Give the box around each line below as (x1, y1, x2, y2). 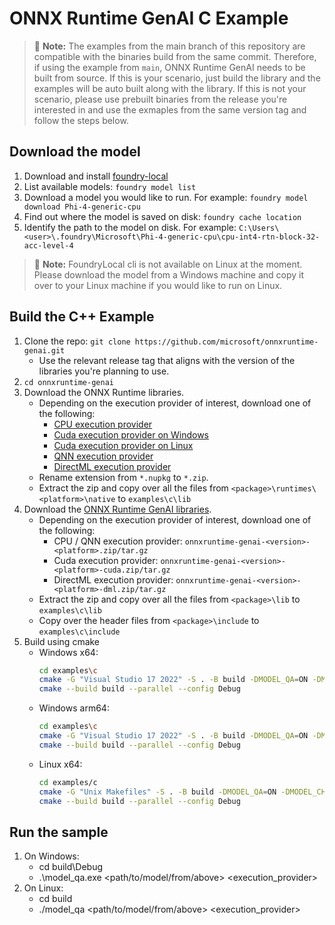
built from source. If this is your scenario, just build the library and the (33, 72, 321, 84)
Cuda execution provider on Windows (53, 428, 210, 441)
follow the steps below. (33, 114, 129, 126)
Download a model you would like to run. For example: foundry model (23, 191, 309, 203)
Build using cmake (23, 635, 101, 647)
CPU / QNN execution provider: (53, 535, 183, 547)
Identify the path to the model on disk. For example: (23, 221, 237, 233)
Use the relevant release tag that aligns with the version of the (38, 354, 296, 366)
